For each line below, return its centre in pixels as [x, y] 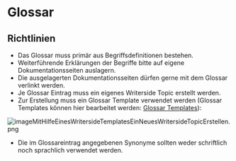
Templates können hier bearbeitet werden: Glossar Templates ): [109, 108]
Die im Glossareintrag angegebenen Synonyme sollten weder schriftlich [122, 143]
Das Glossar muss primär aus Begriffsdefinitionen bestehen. [105, 55]
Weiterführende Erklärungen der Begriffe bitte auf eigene [101, 63]
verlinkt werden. [41, 85]
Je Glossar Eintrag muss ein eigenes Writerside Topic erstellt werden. [119, 93]
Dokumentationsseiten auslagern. [67, 70]
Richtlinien [32, 38]
